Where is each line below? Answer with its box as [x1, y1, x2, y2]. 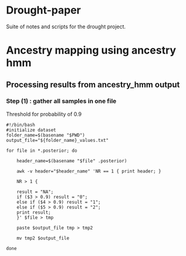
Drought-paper [6, 4, 81, 17]
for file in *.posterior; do [6, 148, 77, 154]
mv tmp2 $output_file [16, 235, 69, 241]
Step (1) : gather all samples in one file [6, 97, 117, 105]
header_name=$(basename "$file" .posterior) [16, 158, 127, 164]
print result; [16, 210, 51, 215]
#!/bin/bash [6, 122, 35, 128]
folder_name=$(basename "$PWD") [6, 132, 85, 138]
